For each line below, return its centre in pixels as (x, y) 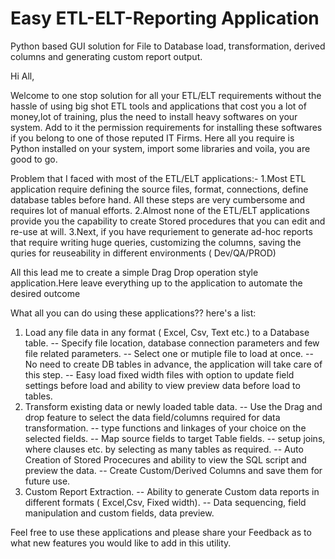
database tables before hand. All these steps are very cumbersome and (158, 199)
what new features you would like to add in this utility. (121, 543)
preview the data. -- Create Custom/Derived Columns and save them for (173, 470)
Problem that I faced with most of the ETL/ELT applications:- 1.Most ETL (158, 178)
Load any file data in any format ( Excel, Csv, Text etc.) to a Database (167, 332)
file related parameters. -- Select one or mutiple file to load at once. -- (169, 353)
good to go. (34, 159)
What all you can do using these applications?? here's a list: (133, 313)
